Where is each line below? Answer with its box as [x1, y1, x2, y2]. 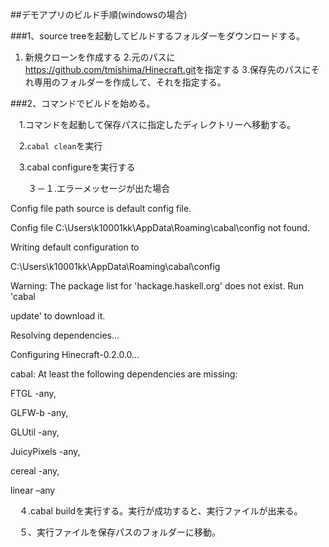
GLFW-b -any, [10, 407, 69, 418]
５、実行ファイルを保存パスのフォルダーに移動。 [18, 526, 221, 538]
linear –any [10, 484, 56, 496]
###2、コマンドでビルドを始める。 [10, 98, 156, 109]
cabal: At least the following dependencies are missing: [10, 368, 238, 380]
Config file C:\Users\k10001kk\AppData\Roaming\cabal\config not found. [10, 222, 310, 233]
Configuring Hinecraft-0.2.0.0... [10, 349, 140, 360]
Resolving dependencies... [10, 329, 120, 341]
